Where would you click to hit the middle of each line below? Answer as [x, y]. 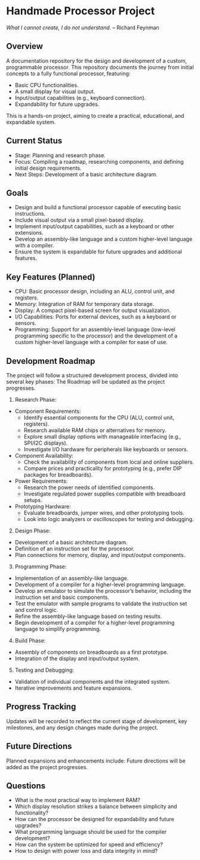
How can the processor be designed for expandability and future [94, 819]
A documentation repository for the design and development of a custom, [96, 60]
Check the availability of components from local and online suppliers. [109, 462]
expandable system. [31, 122]
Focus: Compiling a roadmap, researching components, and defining [99, 161]
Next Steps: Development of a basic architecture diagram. [86, 174]
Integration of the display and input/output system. [77, 658]
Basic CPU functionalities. [47, 85]
